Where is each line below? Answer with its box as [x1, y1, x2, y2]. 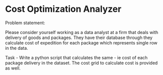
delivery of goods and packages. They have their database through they [5, 35, 153, 40]
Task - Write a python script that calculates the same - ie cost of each [5, 54, 148, 60]
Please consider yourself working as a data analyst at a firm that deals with [5, 29, 159, 35]
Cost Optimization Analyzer [5, 3, 121, 15]
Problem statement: [5, 20, 46, 26]
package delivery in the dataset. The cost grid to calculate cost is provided [5, 60, 158, 66]
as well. [5, 65, 21, 71]
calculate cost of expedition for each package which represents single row [5, 39, 158, 45]
